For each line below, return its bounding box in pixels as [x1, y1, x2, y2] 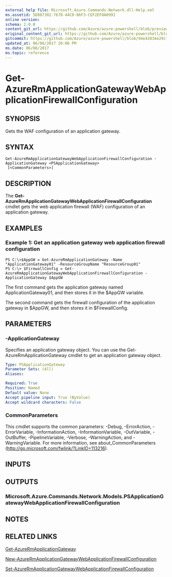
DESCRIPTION [5, 179, 51, 188]
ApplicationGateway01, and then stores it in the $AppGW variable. [5, 290, 144, 296]
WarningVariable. [5, 439, 42, 446]
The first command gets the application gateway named [5, 284, 123, 290]
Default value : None [5, 390, 50, 395]
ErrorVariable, [5, 429, 35, 435]
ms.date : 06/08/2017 [5, 46, 50, 51]
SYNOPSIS [5, 115, 40, 123]
